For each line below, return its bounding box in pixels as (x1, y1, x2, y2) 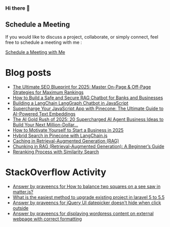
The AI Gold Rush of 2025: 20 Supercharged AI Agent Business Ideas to (12, 116, 164, 122)
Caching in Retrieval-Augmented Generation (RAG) (12, 137, 120, 144)
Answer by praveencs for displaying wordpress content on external (12, 210, 154, 216)
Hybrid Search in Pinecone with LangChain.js (12, 132, 108, 138)
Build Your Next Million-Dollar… (12, 122, 78, 128)
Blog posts (5, 67, 51, 78)
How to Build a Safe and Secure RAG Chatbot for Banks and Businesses (12, 94, 163, 101)
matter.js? (12, 188, 34, 195)
